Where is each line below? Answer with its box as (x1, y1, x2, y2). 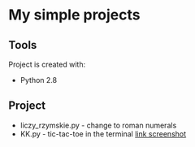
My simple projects (8, 6, 141, 24)
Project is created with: (8, 59, 86, 69)
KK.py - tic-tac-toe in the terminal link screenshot (19, 128, 187, 139)
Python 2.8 (19, 76, 58, 84)
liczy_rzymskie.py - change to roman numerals (19, 120, 177, 130)
